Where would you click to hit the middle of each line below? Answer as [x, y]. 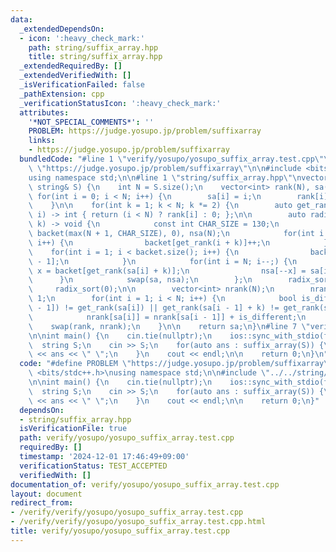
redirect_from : [42, 503]
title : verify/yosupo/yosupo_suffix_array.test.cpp [120, 531]
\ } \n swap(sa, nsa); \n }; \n [140, 280]
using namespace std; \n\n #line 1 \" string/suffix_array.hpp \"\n [165, 177]
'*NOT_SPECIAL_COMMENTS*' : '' [91, 122]
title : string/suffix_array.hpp [95, 57]
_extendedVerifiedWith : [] [75, 76]
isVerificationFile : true [73, 429]
